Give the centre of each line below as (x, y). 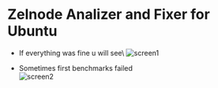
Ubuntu (32, 31)
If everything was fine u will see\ (71, 53)
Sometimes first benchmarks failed (76, 68)
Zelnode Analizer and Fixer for (109, 15)
